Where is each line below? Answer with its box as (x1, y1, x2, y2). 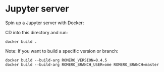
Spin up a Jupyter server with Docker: (5, 20, 84, 26)
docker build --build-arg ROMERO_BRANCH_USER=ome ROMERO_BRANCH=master (5, 62, 159, 67)
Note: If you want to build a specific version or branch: (5, 48, 119, 54)
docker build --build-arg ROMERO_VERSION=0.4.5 (5, 57, 107, 63)
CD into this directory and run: (5, 29, 68, 35)
